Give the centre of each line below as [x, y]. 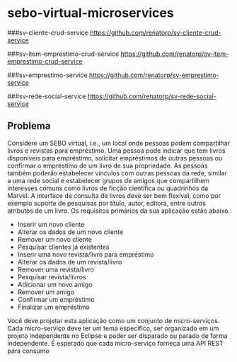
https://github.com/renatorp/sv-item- [175, 54]
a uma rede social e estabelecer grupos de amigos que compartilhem [109, 180]
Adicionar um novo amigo [55, 284]
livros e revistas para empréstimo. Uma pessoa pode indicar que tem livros [116, 151]
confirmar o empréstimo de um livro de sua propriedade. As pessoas [108, 165]
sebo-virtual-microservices [91, 13]
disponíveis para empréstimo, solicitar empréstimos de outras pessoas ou [115, 158]
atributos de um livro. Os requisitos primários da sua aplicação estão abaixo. [119, 211]
